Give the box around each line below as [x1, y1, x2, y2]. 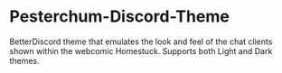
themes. [9, 55, 40, 66]
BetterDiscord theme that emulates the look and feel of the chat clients [9, 36, 273, 47]
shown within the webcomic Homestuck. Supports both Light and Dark [9, 45, 273, 56]
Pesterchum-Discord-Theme [9, 6, 230, 27]
